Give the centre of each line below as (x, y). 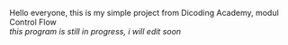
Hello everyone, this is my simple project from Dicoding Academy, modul (144, 13)
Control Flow (33, 22)
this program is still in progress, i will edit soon (95, 31)
